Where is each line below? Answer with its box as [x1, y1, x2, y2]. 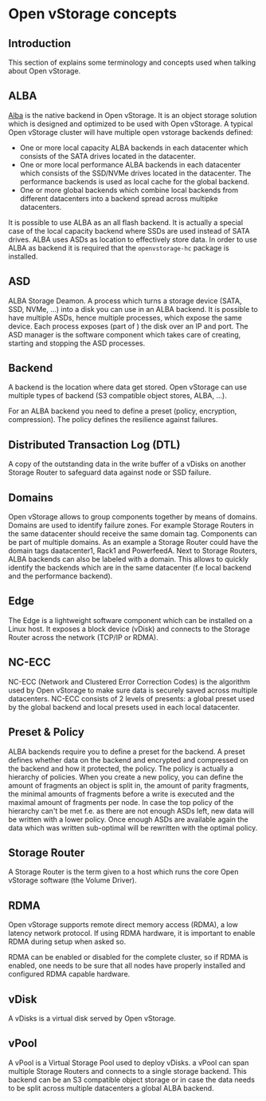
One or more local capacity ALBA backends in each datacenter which [19, 143, 248, 152]
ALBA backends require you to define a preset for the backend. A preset [8, 747, 245, 756]
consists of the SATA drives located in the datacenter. [19, 151, 197, 160]
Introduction [8, 37, 72, 50]
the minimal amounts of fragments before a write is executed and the [8, 789, 235, 799]
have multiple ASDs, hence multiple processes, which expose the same [8, 313, 243, 322]
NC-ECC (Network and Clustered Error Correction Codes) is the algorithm [8, 677, 251, 686]
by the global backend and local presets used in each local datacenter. [8, 702, 241, 712]
